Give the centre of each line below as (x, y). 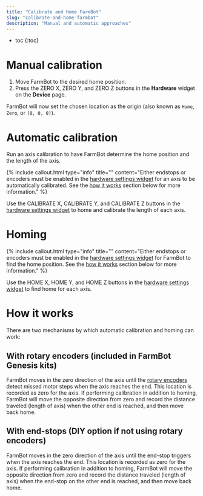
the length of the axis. (33, 161)
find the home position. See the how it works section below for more (92, 264)
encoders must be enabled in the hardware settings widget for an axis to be (101, 179)
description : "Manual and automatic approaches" (69, 23)
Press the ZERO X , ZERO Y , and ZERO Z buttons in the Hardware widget (105, 88)
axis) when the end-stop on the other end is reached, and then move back (99, 481)
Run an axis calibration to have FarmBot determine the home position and (98, 154)
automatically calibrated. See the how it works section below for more (93, 185)
